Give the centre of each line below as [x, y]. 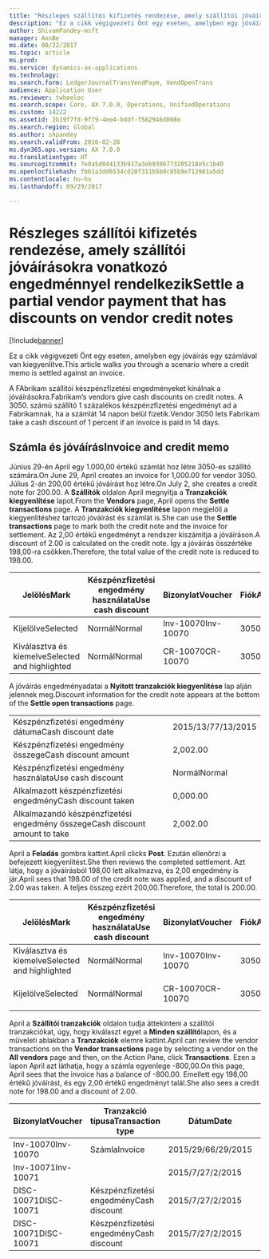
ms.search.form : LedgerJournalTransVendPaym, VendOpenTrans [111, 82]
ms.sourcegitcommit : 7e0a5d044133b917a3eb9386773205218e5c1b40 [117, 165]
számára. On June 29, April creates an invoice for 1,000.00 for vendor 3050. [133, 475]
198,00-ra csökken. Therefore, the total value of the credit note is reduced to [134, 552]
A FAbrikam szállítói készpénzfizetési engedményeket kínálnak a [115, 388]
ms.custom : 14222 [38, 113]
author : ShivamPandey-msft [54, 30]
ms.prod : [24, 61]
